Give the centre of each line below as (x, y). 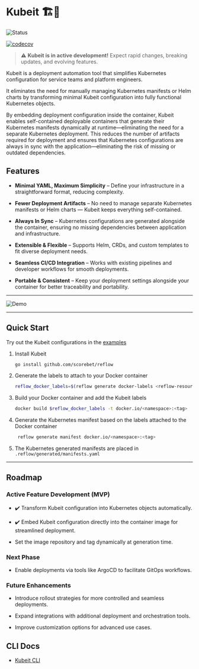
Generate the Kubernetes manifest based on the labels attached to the (100, 420)
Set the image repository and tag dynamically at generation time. (94, 542)
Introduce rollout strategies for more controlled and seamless (89, 598)
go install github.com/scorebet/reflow (64, 364)
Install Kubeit (31, 354)
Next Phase (23, 557)
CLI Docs (23, 646)
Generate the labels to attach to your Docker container (81, 376)
